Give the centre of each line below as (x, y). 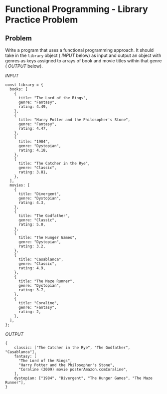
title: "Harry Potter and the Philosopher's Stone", (74, 120)
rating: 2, (30, 312)
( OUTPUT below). (24, 66)
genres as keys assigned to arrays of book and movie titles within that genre (83, 61)
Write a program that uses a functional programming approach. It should (80, 50)
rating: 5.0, (32, 224)
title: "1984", (34, 142)
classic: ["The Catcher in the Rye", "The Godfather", (72, 348)
